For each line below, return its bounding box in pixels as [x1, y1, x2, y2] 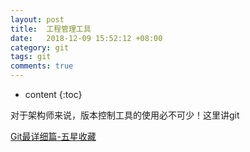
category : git [10, 42, 70, 53]
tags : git [10, 52, 52, 62]
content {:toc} [24, 89, 83, 100]
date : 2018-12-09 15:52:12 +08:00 [10, 33, 163, 43]
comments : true [10, 61, 74, 71]
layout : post [10, 14, 65, 25]
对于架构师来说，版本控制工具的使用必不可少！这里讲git [10, 109, 240, 121]
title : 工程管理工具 [10, 24, 92, 34]
